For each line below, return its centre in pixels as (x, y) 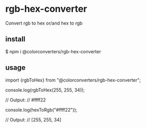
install (15, 39)
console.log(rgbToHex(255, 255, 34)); (45, 90)
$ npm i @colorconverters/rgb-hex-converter (53, 51)
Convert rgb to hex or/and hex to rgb (44, 23)
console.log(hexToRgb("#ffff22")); (41, 110)
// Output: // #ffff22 (26, 100)
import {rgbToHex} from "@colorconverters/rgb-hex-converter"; (73, 80)
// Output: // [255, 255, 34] (33, 120)
